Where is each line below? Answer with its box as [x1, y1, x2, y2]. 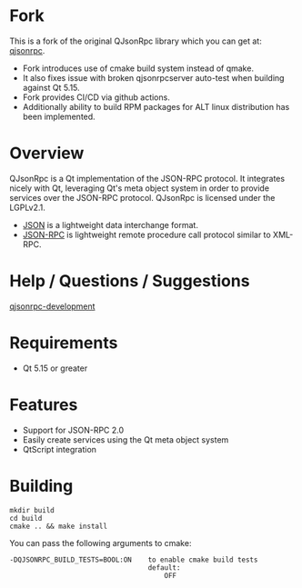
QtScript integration [22, 443, 97, 454]
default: [147, 563, 181, 573]
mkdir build [9, 505, 55, 514]
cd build [9, 513, 43, 523]
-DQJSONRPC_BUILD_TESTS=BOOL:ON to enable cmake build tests [9, 555, 258, 564]
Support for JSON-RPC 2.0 [22, 424, 125, 435]
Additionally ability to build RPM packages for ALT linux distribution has [22, 101, 290, 112]
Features [9, 394, 78, 414]
